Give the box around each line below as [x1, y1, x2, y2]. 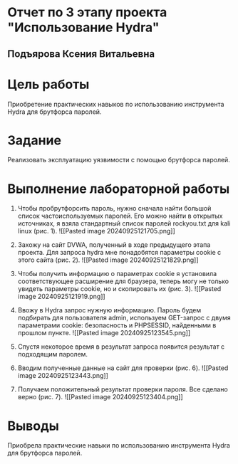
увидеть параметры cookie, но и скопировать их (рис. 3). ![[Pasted [17, 285, 222, 293]
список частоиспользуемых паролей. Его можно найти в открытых [17, 211, 223, 221]
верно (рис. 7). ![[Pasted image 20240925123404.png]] [17, 393, 183, 401]
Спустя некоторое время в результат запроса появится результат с [17, 342, 225, 351]
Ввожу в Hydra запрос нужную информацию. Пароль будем [17, 306, 202, 315]
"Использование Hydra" [7, 19, 160, 36]
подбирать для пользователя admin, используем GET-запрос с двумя [17, 314, 231, 322]
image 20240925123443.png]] [17, 371, 109, 380]
